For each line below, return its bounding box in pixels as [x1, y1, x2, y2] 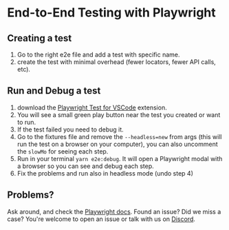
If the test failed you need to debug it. [17, 125, 124, 134]
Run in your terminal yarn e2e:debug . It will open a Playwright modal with [17, 154, 223, 163]
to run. [17, 118, 36, 126]
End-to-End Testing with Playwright [7, 5, 217, 21]
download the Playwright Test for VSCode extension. [17, 103, 167, 112]
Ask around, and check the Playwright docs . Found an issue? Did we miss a [7, 207, 221, 216]
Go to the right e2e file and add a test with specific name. [17, 50, 180, 59]
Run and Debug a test [7, 85, 101, 97]
